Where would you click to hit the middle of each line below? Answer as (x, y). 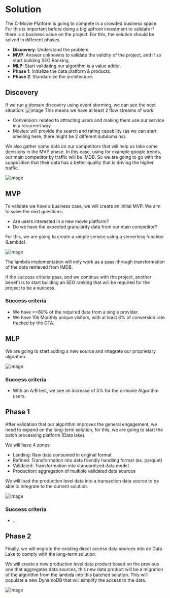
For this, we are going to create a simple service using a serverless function (84, 236)
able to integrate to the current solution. (47, 486)
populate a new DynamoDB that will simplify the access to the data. (76, 580)
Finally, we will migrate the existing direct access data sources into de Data (84, 549)
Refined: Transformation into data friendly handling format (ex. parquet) (87, 460)
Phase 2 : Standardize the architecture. (53, 76)
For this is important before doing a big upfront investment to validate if (80, 29)
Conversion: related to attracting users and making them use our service (88, 120)
